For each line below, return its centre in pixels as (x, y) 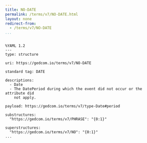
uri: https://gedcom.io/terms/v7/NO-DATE (48, 63)
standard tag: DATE (25, 72)
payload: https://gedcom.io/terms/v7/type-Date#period (63, 107)
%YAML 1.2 (15, 46)
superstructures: (23, 128)
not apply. (25, 98)
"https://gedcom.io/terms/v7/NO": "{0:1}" (54, 132)
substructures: (21, 115)
